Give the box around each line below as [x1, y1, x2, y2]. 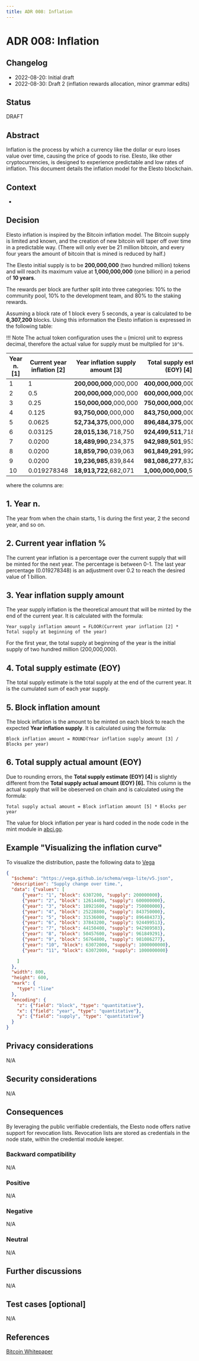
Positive [6, 1178, 30, 1187]
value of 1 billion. [6, 573, 47, 580]
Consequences [6, 1107, 64, 1117]
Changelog [6, 58, 48, 68]
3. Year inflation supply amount [6, 590, 124, 600]
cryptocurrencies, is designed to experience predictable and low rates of [6, 159, 184, 166]
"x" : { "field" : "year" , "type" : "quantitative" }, [17, 1008, 142, 1014]
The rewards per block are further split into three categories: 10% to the [6, 286, 182, 293]
